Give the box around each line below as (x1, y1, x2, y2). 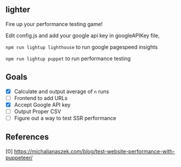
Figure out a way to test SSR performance (14, 114, 117, 121)
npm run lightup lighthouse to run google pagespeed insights (5, 43, 158, 50)
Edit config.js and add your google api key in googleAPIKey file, (5, 32, 160, 39)
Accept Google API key (14, 101, 71, 108)
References (5, 132, 49, 142)
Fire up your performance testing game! (5, 20, 103, 27)
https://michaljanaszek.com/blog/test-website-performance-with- (14, 147, 176, 155)
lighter (5, 5, 31, 15)
